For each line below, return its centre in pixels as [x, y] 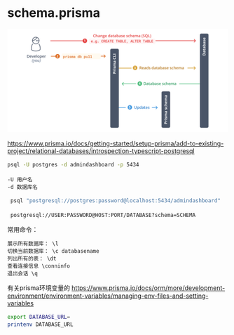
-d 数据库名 [23, 187]
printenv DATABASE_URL [40, 324]
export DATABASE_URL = [39, 317]
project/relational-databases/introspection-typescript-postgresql [101, 151]
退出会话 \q [23, 273]
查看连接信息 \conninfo [39, 266]
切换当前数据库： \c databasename [53, 251]
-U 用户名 [20, 179]
